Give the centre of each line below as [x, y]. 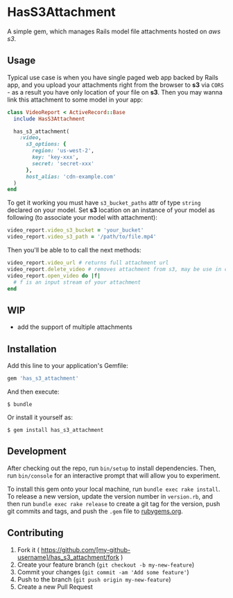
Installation [32, 349]
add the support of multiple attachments [75, 327]
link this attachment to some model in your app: [75, 99]
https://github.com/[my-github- [85, 549]
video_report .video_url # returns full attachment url [88, 263]
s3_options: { [46, 144]
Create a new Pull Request [55, 587]
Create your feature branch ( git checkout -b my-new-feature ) [106, 565]
